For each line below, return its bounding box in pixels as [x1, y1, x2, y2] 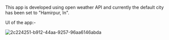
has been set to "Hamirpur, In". [5, 10, 70, 16]
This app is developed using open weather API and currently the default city [5, 5, 164, 10]
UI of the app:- [5, 20, 36, 25]
